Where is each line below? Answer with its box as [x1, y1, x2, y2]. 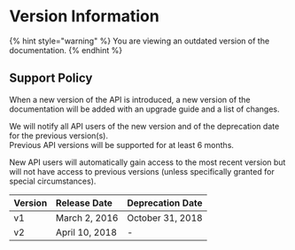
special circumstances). [9, 176, 97, 186]
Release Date [56, 197, 113, 209]
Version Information [9, 6, 159, 27]
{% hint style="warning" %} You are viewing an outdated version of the [9, 35, 270, 46]
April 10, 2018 [56, 226, 117, 238]
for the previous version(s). [9, 130, 109, 141]
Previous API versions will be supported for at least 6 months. [9, 139, 235, 150]
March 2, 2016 [56, 211, 119, 223]
